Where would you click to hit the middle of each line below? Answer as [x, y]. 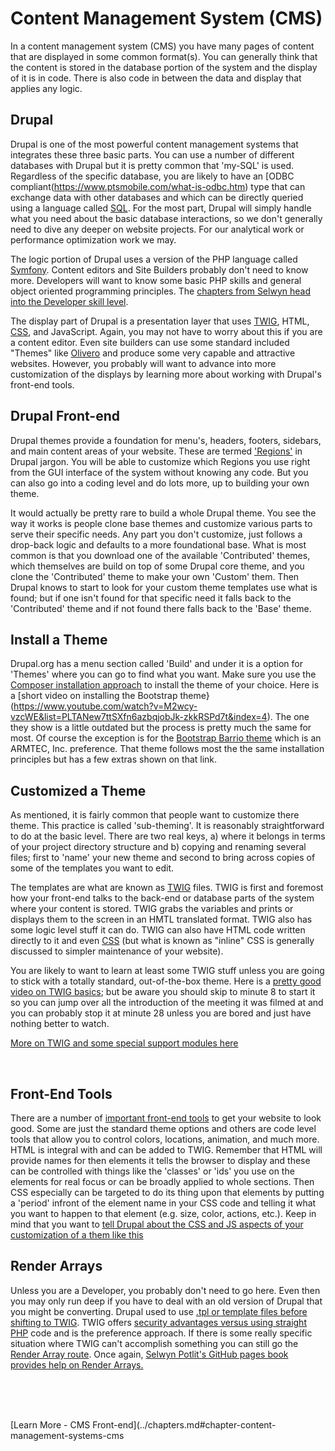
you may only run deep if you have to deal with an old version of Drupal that [166, 1301]
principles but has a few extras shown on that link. [114, 759]
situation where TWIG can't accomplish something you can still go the [154, 1343]
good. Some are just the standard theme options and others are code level [163, 1128]
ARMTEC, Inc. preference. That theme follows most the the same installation [167, 749]
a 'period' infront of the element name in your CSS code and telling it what [163, 1203]
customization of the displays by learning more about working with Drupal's [166, 374]
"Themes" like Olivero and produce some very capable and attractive [153, 353]
